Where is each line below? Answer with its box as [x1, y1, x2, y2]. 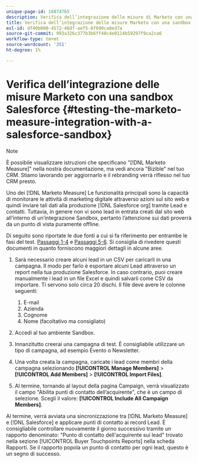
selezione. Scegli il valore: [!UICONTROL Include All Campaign [14, 394, 169, 402]
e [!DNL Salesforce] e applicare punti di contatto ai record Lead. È [6, 419, 166, 426]
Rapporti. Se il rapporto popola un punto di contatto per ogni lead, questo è [6, 444, 189, 451]
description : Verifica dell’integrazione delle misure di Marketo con [6, 14, 183, 20]
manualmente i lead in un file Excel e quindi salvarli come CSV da [14, 275, 173, 282]
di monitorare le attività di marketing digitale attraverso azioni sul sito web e [6, 195, 190, 203]
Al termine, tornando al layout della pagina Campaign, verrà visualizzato [14, 382, 190, 389]
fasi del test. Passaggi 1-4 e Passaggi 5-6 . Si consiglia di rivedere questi [6, 238, 181, 245]
